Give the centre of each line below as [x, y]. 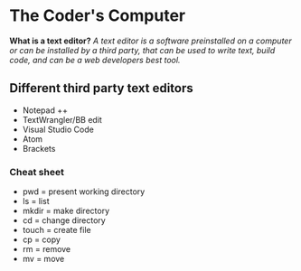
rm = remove [47, 249]
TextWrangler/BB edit [62, 119]
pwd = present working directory [84, 192]
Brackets [39, 148]
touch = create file [57, 230]
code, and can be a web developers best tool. [95, 60]
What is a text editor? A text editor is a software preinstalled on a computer [150, 41]
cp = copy [42, 239]
